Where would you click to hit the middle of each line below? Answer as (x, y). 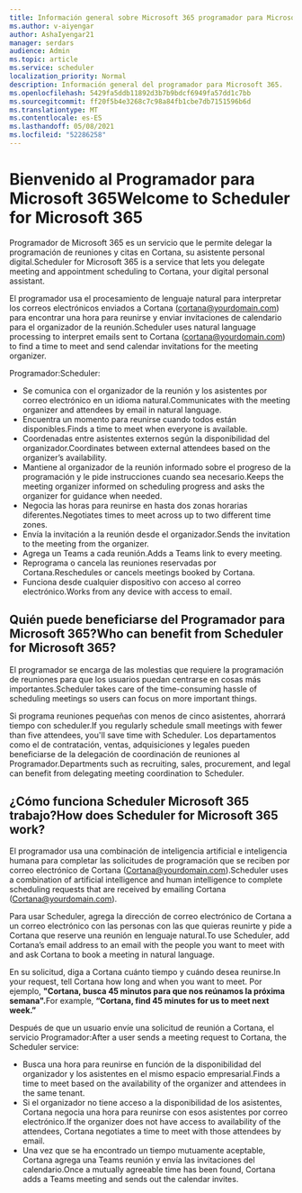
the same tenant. (53, 1093)
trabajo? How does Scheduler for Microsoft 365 (144, 816)
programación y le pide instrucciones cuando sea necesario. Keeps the (153, 476)
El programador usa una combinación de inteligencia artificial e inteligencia (148, 851)
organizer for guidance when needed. (92, 495)
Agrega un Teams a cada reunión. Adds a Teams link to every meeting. (152, 553)
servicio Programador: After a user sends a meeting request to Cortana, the (148, 1037)
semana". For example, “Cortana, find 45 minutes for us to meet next (139, 1001)
